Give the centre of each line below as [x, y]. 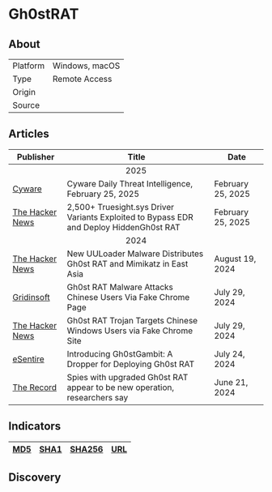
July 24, [229, 353]
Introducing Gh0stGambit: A [120, 353]
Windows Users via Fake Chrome [130, 331]
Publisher [36, 156]
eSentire [28, 359]
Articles [29, 134]
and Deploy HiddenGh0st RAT [123, 227]
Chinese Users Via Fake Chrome [128, 297]
